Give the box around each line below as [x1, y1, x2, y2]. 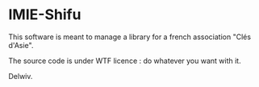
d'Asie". [8, 40, 34, 49]
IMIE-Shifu [8, 6, 81, 24]
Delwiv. [8, 71, 33, 81]
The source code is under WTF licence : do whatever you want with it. [8, 56, 241, 65]
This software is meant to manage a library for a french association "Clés [8, 32, 252, 42]
